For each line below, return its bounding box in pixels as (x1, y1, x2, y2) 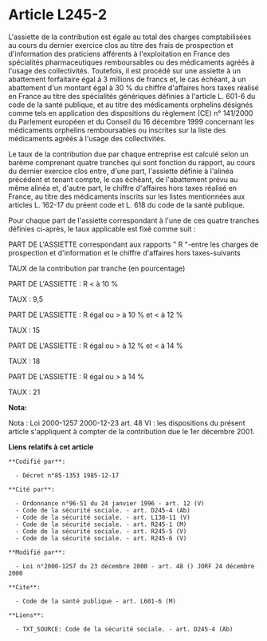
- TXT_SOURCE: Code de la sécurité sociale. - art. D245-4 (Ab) (15, 625, 234, 633)
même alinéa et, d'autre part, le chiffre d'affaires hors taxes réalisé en (8, 183, 238, 192)
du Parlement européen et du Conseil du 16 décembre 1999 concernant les (8, 117, 255, 126)
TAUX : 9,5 (8, 294, 44, 304)
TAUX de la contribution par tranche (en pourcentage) (8, 263, 186, 273)
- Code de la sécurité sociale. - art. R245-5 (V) (15, 527, 187, 536)
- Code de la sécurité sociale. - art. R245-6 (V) (15, 534, 187, 542)
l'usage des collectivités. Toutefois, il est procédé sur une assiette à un (8, 65, 241, 75)
